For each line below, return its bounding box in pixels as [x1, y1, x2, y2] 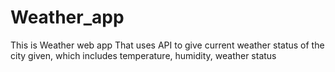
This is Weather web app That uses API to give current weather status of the [10, 39, 325, 51]
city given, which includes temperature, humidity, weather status [10, 49, 277, 61]
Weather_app [10, 6, 125, 29]
